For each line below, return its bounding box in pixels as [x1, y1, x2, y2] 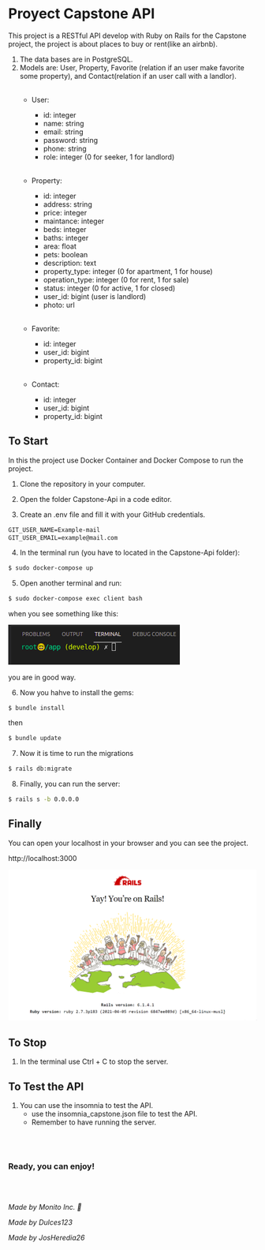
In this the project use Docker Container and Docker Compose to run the [8, 455, 244, 465]
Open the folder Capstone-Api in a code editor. [19, 494, 172, 503]
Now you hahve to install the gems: [19, 687, 134, 697]
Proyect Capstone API [8, 5, 155, 23]
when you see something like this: [8, 608, 119, 618]
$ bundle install [8, 704, 65, 712]
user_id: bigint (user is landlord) [43, 291, 147, 301]
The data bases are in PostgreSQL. [19, 54, 133, 64]
